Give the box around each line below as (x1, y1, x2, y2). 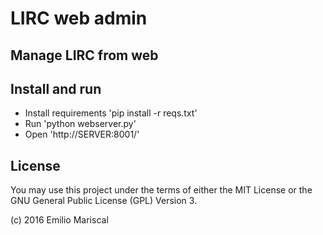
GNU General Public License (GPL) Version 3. (10, 195, 198, 207)
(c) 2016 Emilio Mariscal (10, 214, 109, 226)
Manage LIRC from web (10, 47, 159, 64)
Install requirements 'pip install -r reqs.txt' (24, 107, 198, 119)
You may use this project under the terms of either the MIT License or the (10, 184, 313, 196)
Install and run (10, 80, 102, 97)
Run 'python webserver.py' (24, 118, 137, 130)
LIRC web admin (10, 7, 148, 30)
